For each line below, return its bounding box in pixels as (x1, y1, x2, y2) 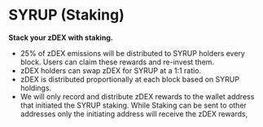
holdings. (20, 83, 52, 93)
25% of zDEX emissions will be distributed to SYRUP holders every (20, 48, 246, 58)
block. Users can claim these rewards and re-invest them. (20, 57, 214, 67)
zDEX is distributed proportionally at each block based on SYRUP (20, 74, 240, 84)
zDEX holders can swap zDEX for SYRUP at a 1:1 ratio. (20, 65, 202, 75)
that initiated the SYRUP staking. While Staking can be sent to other (20, 100, 247, 110)
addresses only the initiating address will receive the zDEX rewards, (20, 108, 248, 119)
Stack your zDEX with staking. (8, 33, 114, 42)
